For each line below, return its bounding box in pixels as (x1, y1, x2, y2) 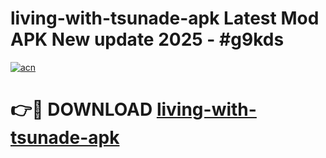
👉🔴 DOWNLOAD (10, 98, 153, 121)
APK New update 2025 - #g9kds (10, 28, 285, 51)
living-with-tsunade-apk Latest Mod (10, 7, 320, 30)
